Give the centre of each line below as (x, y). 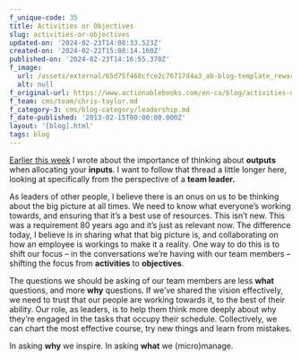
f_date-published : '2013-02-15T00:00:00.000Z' (98, 118)
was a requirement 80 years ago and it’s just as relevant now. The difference (150, 224)
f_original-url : (39, 92)
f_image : (26, 68)
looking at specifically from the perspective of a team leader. (122, 179)
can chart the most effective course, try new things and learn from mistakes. (150, 328)
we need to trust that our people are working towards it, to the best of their (147, 299)
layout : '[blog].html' (52, 127)
